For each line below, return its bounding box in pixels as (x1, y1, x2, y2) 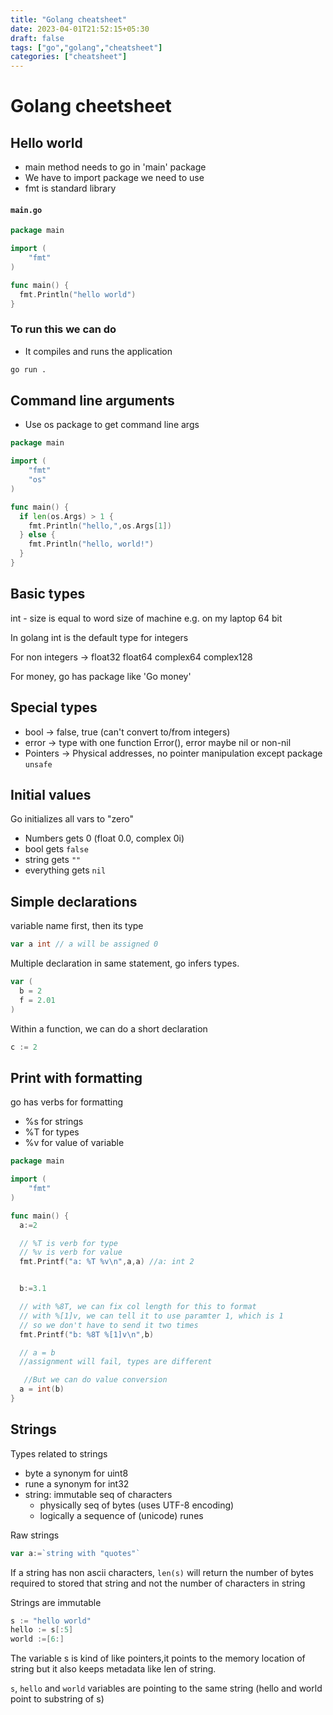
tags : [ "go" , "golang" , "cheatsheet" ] (10, 42, 163, 53)
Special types (10, 699, 98, 716)
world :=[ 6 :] (10, 1634, 65, 1645)
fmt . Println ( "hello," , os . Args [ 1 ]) (28, 521, 172, 531)
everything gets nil (24, 864, 107, 876)
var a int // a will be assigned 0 (10, 939, 159, 950)
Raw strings (10, 1529, 60, 1541)
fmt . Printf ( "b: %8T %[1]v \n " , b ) (19, 1329, 155, 1340)
